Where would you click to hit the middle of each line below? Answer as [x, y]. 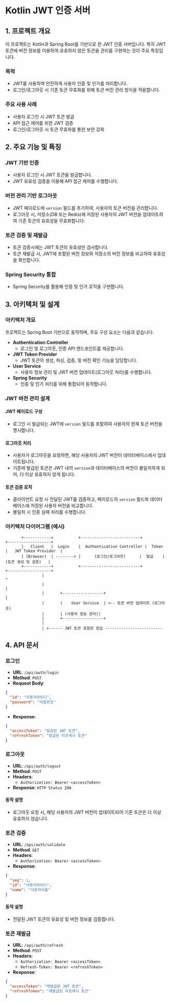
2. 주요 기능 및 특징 [33, 147]
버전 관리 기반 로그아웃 [31, 196]
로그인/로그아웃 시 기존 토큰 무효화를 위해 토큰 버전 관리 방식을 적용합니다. [86, 90]
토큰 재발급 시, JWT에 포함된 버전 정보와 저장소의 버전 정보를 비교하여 [82, 253]
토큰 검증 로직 [19, 487]
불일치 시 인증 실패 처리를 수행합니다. [50, 512]
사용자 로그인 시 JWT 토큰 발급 [43, 116]
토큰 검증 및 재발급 [27, 235]
